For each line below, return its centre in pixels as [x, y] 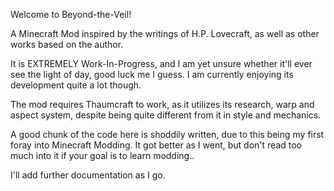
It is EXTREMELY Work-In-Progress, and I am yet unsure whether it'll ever [161, 63]
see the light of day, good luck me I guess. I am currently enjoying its [152, 74]
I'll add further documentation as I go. [88, 175]
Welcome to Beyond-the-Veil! [71, 14]
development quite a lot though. [76, 85]
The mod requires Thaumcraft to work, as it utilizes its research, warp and [162, 104]
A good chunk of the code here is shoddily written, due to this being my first [167, 134]
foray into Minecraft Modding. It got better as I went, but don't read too [156, 145]
